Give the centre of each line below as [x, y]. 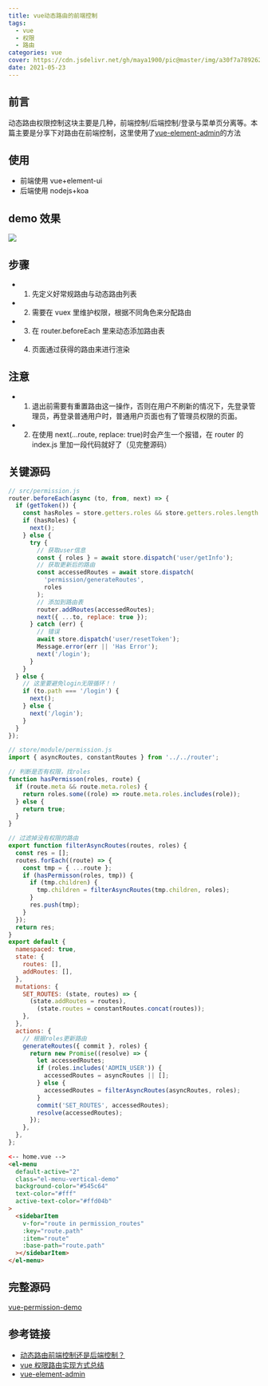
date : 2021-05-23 [37, 68]
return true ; [44, 809]
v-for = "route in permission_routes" [84, 1223]
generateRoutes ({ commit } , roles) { [85, 1046]
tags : [17, 23]
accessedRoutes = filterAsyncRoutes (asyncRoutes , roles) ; [142, 1090]
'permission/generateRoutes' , [94, 580]
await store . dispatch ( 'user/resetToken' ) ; [108, 639]
